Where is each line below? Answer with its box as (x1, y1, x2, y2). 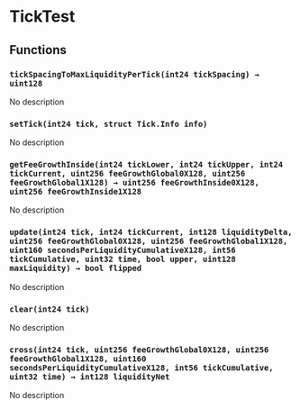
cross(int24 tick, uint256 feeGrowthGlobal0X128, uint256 (9, 344, 269, 355)
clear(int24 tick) (9, 304, 90, 314)
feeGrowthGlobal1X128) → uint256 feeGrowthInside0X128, (9, 177, 259, 188)
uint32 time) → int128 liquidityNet (9, 371, 170, 382)
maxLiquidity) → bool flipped (9, 263, 142, 274)
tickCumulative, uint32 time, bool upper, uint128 (9, 254, 236, 265)
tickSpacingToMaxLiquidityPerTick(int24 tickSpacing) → (9, 69, 259, 79)
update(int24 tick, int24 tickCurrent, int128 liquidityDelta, (9, 227, 293, 238)
